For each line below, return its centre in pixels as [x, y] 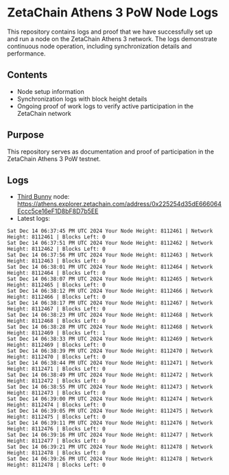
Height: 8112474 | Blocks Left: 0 [57, 405]
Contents [27, 75]
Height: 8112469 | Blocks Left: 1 [57, 333]
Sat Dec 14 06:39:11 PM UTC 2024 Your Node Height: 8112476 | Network [110, 423]
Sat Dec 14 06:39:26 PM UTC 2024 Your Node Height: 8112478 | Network [110, 459]
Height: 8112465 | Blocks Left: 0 [57, 285]
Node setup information [50, 91]
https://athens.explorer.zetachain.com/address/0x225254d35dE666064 [119, 204]
